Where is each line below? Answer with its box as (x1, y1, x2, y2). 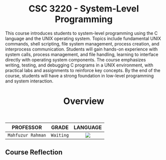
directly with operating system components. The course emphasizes (5, 56, 146, 62)
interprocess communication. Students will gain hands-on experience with (5, 46, 158, 52)
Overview (63, 95, 105, 107)
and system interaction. (5, 78, 54, 84)
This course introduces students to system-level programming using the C (5, 30, 158, 36)
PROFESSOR (11, 123, 42, 130)
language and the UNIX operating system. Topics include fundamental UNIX (5, 35, 161, 41)
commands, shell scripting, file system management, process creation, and (5, 40, 160, 46)
